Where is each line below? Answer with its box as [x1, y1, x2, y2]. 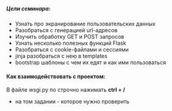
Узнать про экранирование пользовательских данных [15, 20, 156, 27]
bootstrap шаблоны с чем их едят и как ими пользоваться [15, 58, 166, 66]
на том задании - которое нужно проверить [15, 98, 129, 106]
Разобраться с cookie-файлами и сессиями [15, 45, 129, 53]
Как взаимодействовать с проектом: [6, 73, 106, 80]
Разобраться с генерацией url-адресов [15, 26, 118, 33]
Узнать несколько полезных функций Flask [15, 39, 126, 47]
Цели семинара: [6, 5, 51, 12]
